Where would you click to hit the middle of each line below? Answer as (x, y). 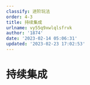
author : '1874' (25, 33)
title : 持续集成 (24, 22)
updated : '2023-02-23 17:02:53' (46, 44)
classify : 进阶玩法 (28, 11)
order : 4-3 (19, 17)
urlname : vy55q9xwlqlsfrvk (39, 28)
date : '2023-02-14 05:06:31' (42, 38)
